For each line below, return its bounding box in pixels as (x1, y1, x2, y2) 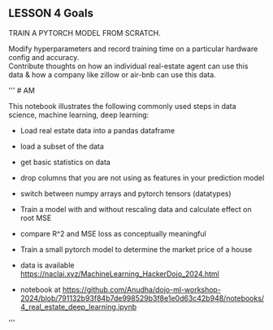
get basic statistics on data (19, 157, 111, 167)
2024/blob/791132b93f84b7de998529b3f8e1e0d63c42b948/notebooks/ (19, 293, 265, 303)
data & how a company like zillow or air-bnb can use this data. (8, 69, 217, 80)
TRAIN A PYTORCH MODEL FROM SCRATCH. (8, 28, 161, 37)
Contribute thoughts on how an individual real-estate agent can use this (8, 61, 249, 71)
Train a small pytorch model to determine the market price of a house (19, 244, 253, 254)
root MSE (19, 213, 52, 223)
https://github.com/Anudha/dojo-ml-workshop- (62, 284, 222, 294)
